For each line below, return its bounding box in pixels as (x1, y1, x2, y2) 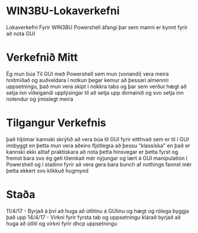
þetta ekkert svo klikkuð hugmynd (6, 167, 89, 174)
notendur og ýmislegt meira (6, 95, 74, 102)
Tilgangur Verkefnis (6, 117, 106, 130)
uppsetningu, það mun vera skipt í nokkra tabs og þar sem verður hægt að (6, 83, 187, 90)
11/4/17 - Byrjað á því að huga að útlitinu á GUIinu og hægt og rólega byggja (6, 207, 189, 214)
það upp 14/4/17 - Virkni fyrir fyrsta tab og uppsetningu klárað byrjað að (6, 213, 181, 221)
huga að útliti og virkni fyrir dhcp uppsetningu (6, 220, 118, 227)
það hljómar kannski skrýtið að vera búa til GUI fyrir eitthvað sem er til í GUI (6, 135, 189, 143)
